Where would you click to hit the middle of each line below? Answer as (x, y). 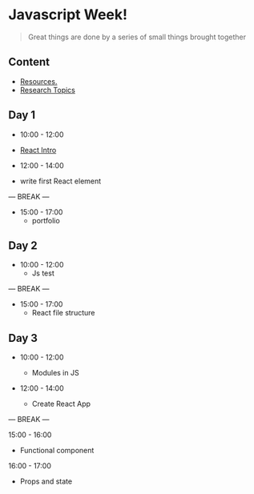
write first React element (60, 181)
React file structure (63, 313)
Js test (43, 273)
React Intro (38, 150)
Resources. (38, 81)
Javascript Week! (68, 15)
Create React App (61, 404)
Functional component (57, 451)
